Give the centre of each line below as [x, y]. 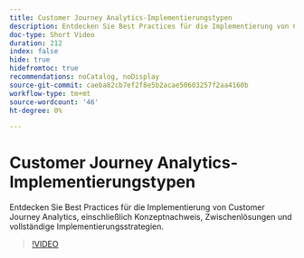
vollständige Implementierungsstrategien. [87, 226]
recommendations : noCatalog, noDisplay [85, 77]
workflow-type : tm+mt [50, 93]
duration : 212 [36, 43]
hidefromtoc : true [44, 69]
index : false [34, 52]
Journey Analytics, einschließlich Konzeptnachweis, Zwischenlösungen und [151, 217]
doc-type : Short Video [52, 34]
